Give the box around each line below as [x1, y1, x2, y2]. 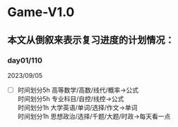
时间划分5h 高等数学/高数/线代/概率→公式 [17, 86, 139, 94]
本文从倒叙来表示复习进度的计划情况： [7, 34, 174, 46]
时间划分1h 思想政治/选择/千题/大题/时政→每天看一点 [17, 112, 171, 120]
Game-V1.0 [7, 4, 75, 20]
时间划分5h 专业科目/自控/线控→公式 [17, 94, 124, 102]
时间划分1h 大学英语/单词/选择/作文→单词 [17, 103, 138, 112]
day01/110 [7, 55, 42, 65]
